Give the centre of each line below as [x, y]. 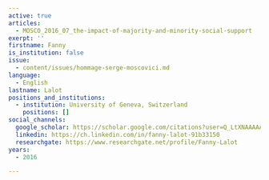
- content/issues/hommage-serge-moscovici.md [93, 68]
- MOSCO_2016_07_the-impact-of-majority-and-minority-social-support [134, 30]
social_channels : [37, 120]
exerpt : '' [26, 38]
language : [25, 75]
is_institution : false [46, 53]
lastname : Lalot [35, 90]
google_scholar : [42, 127]
